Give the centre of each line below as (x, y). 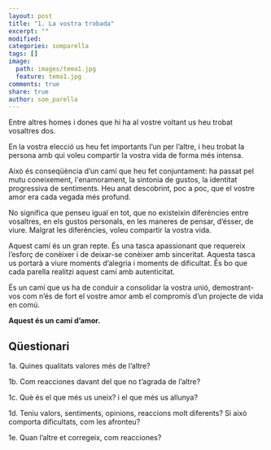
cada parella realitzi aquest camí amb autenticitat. (92, 272)
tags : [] (23, 54)
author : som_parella (44, 99)
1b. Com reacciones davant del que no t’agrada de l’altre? (105, 382)
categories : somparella (49, 46)
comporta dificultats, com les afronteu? (74, 422)
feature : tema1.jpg (49, 76)
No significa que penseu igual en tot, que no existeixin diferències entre (129, 213)
